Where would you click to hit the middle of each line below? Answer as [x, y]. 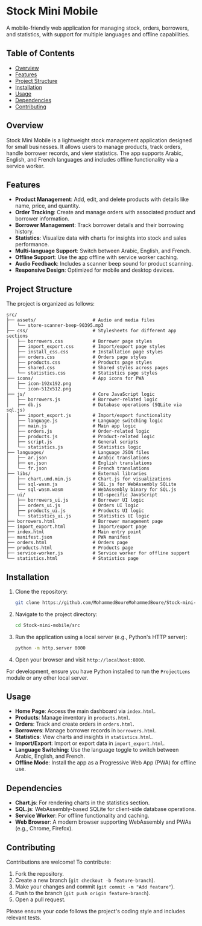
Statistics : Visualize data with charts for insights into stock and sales [101, 238]
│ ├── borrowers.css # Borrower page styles [79, 341]
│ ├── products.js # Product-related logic [80, 437]
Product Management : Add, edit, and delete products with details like [102, 199]
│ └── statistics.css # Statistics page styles [82, 373]
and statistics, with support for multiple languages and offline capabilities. [98, 34]
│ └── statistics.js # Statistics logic [74, 447]
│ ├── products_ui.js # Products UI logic [75, 511]
